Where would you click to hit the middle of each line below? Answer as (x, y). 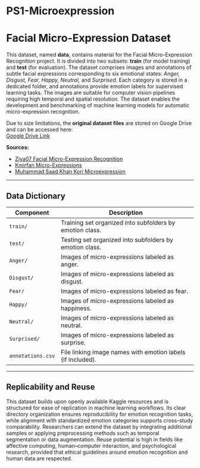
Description (126, 213)
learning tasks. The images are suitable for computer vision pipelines (91, 93)
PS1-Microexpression (60, 11)
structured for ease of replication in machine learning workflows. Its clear (96, 408)
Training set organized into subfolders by (118, 223)
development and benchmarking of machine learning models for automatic (98, 105)
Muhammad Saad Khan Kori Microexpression (70, 171)
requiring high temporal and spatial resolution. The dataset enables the (93, 99)
